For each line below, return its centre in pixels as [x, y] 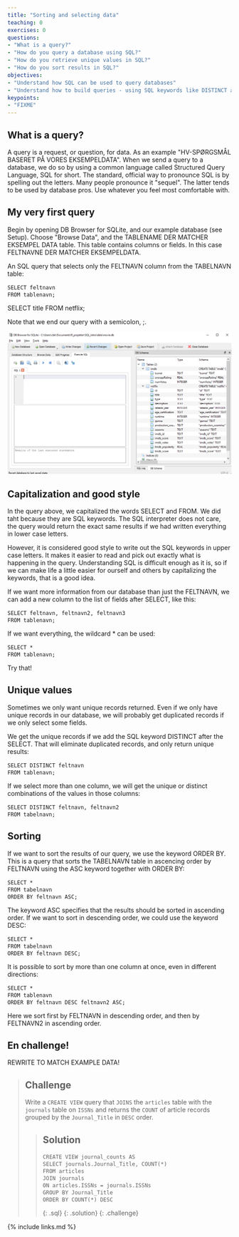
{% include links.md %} [42, 1227]
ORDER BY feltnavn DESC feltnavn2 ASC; [67, 1002]
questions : [23, 38]
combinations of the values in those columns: [74, 793]
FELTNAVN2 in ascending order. [54, 1023]
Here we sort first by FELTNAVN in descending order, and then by [103, 1015]
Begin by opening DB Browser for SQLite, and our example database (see [115, 229]
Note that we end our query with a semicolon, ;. [77, 321]
